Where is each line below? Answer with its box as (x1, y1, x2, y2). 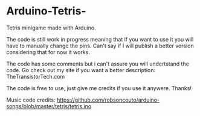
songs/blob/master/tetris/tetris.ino (6, 102, 92, 109)
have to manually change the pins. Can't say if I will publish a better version (6, 42, 195, 49)
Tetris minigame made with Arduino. (6, 24, 97, 31)
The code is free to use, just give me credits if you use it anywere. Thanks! (6, 84, 192, 91)
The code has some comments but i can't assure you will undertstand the (6, 60, 189, 67)
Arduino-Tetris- (6, 4, 86, 18)
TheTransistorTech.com (6, 73, 65, 80)
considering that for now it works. (6, 48, 91, 55)
